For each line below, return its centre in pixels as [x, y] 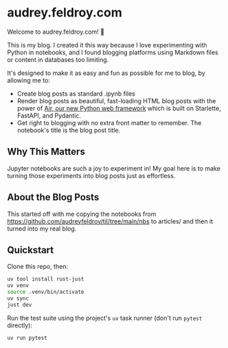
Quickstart [31, 250]
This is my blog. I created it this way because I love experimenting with [107, 45]
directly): [20, 325]
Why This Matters [46, 152]
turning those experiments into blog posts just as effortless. [91, 175]
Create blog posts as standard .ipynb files [76, 94]
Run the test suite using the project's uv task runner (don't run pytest [105, 318]
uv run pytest [27, 338]
